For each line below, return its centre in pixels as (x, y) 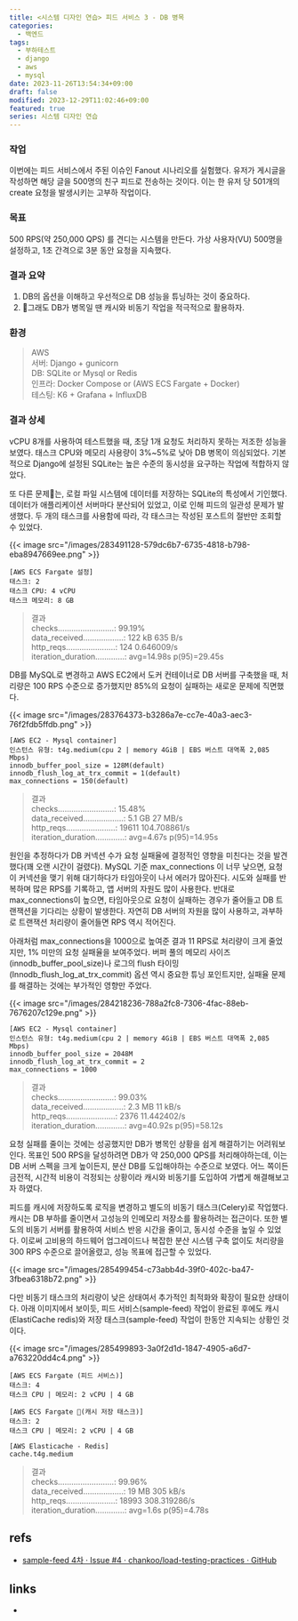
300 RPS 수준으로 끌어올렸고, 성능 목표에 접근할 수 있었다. (110, 1251)
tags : (19, 42)
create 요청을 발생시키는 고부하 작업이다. (80, 193)
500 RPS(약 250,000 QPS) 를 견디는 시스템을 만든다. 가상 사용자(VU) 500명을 (146, 239)
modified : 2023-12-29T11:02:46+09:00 (79, 100)
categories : (31, 26)
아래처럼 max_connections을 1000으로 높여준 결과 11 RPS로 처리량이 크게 (138, 941)
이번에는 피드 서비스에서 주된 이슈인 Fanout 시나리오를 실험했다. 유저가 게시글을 (148, 171)
